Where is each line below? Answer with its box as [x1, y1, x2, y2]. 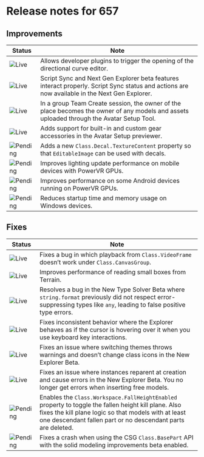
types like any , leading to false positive [76, 300, 186, 309]
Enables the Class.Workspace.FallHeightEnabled [39, 393, 177, 401]
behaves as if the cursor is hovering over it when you [39, 325, 191, 334]
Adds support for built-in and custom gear [40, 124, 162, 132]
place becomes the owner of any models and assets [40, 107, 189, 115]
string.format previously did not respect [39, 293, 156, 301]
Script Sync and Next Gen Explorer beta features [40, 74, 179, 83]
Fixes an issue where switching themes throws [39, 343, 173, 351]
